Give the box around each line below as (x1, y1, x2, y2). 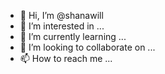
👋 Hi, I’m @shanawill (19, 10, 104, 21)
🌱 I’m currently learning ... (19, 31, 127, 42)
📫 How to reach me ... (19, 53, 113, 64)
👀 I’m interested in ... (19, 20, 105, 32)
